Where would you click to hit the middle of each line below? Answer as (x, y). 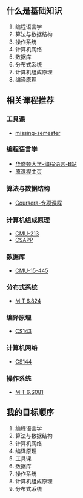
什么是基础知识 (34, 11)
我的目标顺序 (30, 412)
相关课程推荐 (30, 101)
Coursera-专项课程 (38, 203)
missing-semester (38, 133)
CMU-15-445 (32, 270)
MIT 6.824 (28, 301)
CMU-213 (27, 234)
